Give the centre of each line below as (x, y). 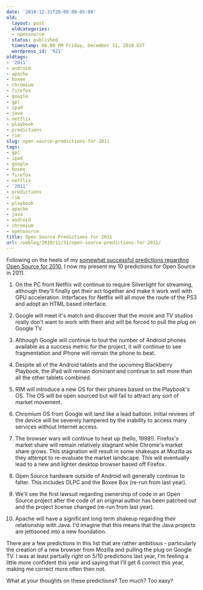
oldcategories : (31, 29)
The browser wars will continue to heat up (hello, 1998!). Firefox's (97, 438)
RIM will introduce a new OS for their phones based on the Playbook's (102, 389)
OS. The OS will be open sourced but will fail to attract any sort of (97, 395)
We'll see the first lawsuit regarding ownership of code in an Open (98, 494)
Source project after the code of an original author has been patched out (106, 500)
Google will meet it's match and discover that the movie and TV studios (104, 315)
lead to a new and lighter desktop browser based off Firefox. (91, 464)
